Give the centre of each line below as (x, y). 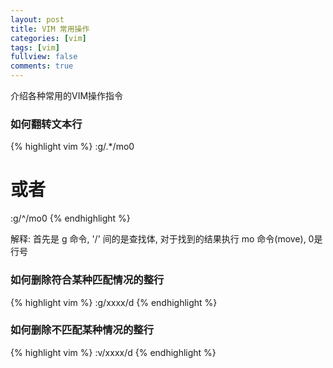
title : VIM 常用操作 (50, 29)
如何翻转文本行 (46, 124)
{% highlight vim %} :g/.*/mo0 (72, 147)
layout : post (37, 19)
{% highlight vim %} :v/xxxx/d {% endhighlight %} (113, 352)
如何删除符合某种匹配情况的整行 (87, 280)
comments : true (42, 66)
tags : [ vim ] (35, 47)
